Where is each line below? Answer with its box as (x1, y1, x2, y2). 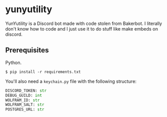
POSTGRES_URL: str (5, 107, 44, 112)
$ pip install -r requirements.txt (5, 69, 81, 74)
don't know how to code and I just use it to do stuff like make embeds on (5, 25, 158, 32)
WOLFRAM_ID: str (5, 98, 40, 103)
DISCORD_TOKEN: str (5, 88, 47, 93)
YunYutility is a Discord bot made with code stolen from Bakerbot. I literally (5, 20, 162, 26)
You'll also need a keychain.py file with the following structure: (5, 78, 137, 84)
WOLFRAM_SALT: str (5, 102, 44, 107)
